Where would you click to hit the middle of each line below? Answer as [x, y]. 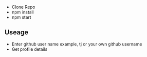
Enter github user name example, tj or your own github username [77, 44]
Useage [17, 33]
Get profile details [29, 49]
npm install [23, 12]
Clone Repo [23, 7]
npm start [21, 17]
